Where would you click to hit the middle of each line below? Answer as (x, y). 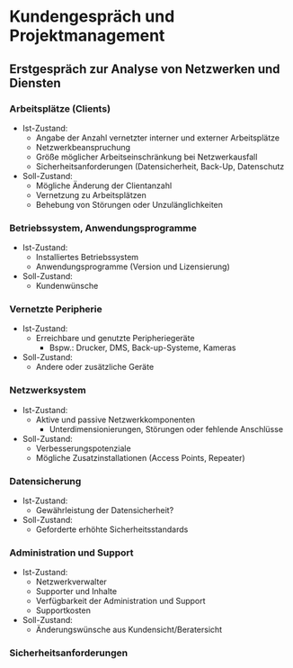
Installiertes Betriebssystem (87, 257)
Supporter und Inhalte (76, 591)
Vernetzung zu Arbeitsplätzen (91, 194)
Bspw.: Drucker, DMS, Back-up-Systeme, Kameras (142, 348)
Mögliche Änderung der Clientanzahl (104, 185)
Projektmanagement (87, 36)
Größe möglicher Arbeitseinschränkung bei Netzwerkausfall (146, 157)
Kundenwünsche (67, 286)
